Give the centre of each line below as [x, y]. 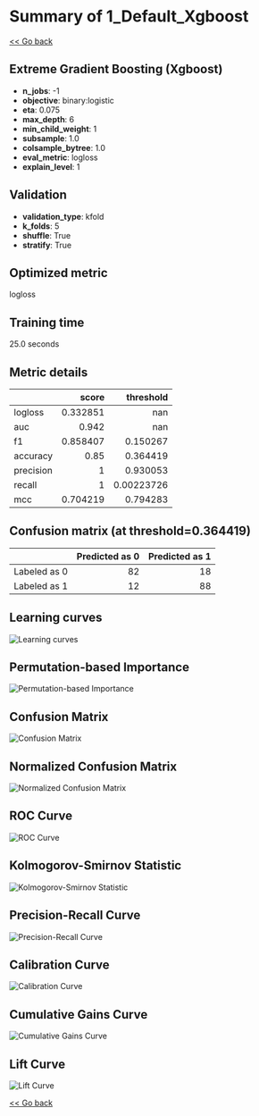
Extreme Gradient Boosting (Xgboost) [116, 69]
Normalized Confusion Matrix [93, 766]
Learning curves [56, 618]
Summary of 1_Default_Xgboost [129, 17]
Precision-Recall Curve [75, 915]
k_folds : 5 [41, 226]
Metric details [49, 372]
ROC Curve [41, 816]
